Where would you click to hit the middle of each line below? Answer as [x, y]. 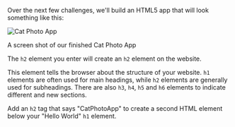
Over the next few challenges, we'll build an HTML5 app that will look [108, 10]
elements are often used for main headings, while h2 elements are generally [117, 80]
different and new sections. [47, 95]
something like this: [36, 18]
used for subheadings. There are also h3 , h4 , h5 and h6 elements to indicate [117, 87]
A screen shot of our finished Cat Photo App [72, 45]
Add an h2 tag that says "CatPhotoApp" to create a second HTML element [115, 108]
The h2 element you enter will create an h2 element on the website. [104, 59]
